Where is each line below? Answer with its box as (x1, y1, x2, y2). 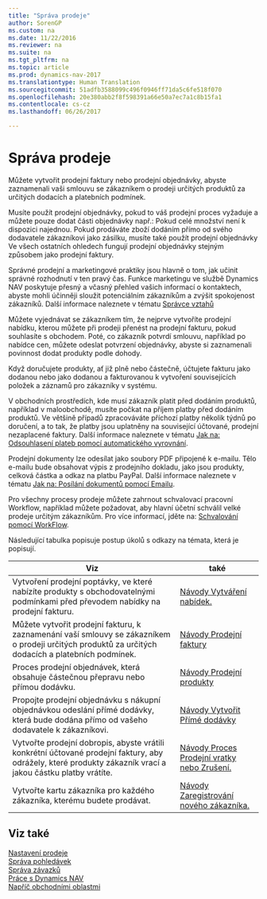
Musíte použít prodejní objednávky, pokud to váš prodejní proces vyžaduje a (8, 208, 258, 217)
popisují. (8, 543, 37, 553)
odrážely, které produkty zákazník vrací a (12, 757, 167, 768)
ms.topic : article (8, 64, 69, 72)
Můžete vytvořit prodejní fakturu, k (12, 618, 141, 629)
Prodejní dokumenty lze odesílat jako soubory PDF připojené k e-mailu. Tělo (8, 453, 257, 463)
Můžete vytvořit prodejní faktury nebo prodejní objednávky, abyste (8, 175, 226, 185)
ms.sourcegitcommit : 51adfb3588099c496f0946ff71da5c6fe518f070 (8, 85, 222, 94)
